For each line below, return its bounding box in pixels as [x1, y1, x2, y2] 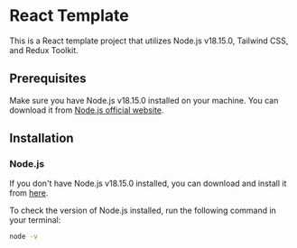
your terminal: [9, 215, 61, 225]
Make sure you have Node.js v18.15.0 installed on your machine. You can [9, 95, 279, 106]
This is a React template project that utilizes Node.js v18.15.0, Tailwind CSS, [9, 35, 289, 46]
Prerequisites [9, 71, 87, 87]
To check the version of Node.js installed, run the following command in [9, 205, 277, 216]
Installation [9, 131, 74, 146]
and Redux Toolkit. [9, 44, 79, 55]
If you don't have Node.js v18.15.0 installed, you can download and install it [9, 178, 287, 189]
